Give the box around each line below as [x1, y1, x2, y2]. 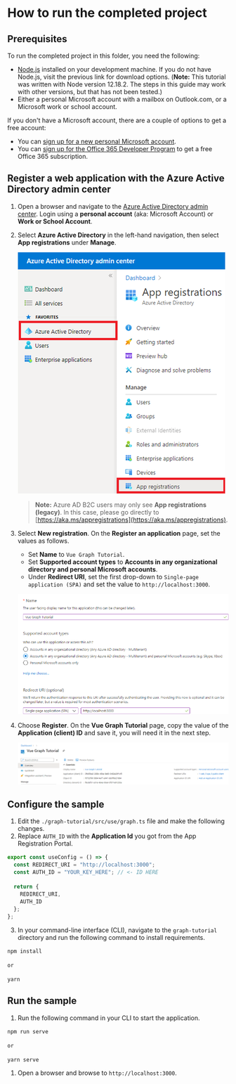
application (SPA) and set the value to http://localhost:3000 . [27, 580, 211, 588]
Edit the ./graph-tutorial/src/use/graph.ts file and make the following [17, 817, 225, 825]
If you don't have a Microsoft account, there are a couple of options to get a [7, 116, 227, 124]
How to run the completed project [7, 5, 207, 21]
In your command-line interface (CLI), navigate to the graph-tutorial [17, 926, 218, 934]
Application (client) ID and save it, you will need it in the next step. [17, 728, 211, 737]
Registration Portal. [17, 839, 74, 848]
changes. [17, 824, 45, 832]
